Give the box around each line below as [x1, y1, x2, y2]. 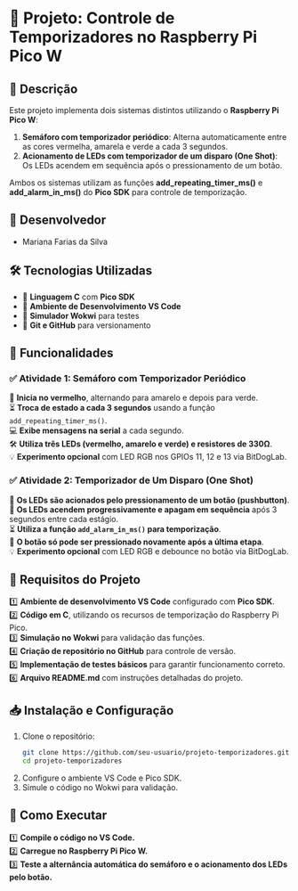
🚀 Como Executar [9, 808, 108, 823]
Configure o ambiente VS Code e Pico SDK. [21, 772, 182, 783]
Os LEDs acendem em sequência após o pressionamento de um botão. [21, 160, 283, 170]
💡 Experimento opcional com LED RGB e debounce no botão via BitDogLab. [9, 545, 289, 556]
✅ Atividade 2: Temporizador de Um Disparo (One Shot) [9, 474, 254, 486]
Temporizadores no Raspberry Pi [9, 27, 258, 47]
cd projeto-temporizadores [21, 756, 123, 765]
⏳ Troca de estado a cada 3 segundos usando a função [9, 403, 215, 413]
